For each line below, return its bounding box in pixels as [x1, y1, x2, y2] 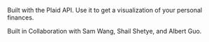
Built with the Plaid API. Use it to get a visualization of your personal [7, 6, 203, 14]
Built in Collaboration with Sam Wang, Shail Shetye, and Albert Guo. [7, 27, 202, 35]
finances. [7, 13, 34, 22]
